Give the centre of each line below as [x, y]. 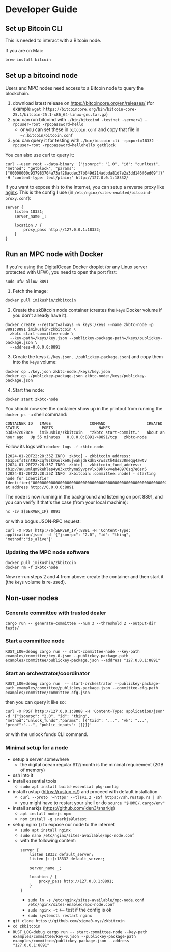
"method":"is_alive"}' [29, 539]
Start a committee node [35, 641]
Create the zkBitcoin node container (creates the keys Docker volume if [87, 310]
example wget [27, 109]
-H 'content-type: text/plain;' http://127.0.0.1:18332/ [67, 178]
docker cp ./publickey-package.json [44, 376]
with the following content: [48, 840]
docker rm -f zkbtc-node [32, 567]
